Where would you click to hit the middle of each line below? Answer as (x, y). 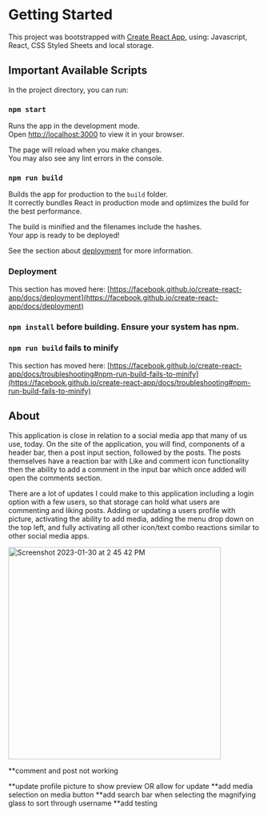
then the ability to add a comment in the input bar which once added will (127, 469)
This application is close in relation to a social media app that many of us (128, 435)
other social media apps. (49, 535)
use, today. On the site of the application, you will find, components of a (127, 444)
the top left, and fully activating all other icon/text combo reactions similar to (134, 527)
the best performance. (45, 211)
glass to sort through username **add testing (83, 803)
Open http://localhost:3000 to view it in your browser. (97, 134)
